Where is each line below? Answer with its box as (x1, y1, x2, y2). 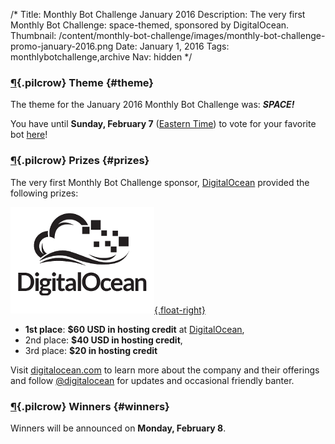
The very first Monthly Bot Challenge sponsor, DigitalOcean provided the (10, 176, 310, 188)
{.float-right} (154, 304, 206, 316)
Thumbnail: (10, 30, 57, 41)
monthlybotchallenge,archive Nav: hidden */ (10, 51, 193, 63)
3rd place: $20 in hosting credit (24, 344, 158, 356)
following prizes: (10, 187, 79, 199)
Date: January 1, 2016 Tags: (115, 40, 230, 52)
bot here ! (10, 129, 48, 141)
